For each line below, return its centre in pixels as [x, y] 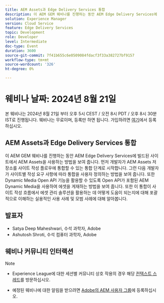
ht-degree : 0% [20, 69]
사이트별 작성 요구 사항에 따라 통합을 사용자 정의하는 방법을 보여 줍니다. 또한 [82, 174]
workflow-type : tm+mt [27, 60]
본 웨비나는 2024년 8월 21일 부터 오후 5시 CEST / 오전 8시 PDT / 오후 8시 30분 [81, 113]
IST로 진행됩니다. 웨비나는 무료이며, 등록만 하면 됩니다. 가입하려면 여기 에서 [76, 120]
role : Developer [22, 37]
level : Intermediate [26, 42]
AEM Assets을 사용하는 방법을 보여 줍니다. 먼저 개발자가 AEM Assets [85, 162]
